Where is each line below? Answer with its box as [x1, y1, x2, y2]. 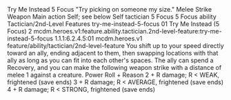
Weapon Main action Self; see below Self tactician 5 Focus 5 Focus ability [7, 12, 217, 21]
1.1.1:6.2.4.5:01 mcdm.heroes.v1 [54, 34, 143, 42]
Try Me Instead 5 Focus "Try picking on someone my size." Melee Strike [7, 5, 212, 13]
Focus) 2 [7, 27, 32, 35]
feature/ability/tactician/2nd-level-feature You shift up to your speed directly [7, 42, 224, 49]
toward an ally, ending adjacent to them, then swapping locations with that [7, 49, 219, 57]
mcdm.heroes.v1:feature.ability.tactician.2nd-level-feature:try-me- [33, 27, 222, 35]
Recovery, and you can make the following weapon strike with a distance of [7, 64, 222, 71]
